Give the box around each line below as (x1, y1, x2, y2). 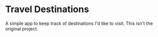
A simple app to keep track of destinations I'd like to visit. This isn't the (5, 20, 153, 26)
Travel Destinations (5, 4, 89, 15)
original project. (5, 25, 38, 31)
